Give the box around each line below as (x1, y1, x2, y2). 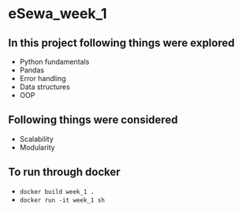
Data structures (19, 82, 71, 91)
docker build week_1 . (19, 188, 95, 195)
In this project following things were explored (8, 36, 235, 50)
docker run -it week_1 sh (19, 196, 105, 204)
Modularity (19, 143, 55, 152)
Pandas (19, 65, 45, 75)
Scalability (19, 134, 54, 143)
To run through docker (8, 166, 121, 179)
